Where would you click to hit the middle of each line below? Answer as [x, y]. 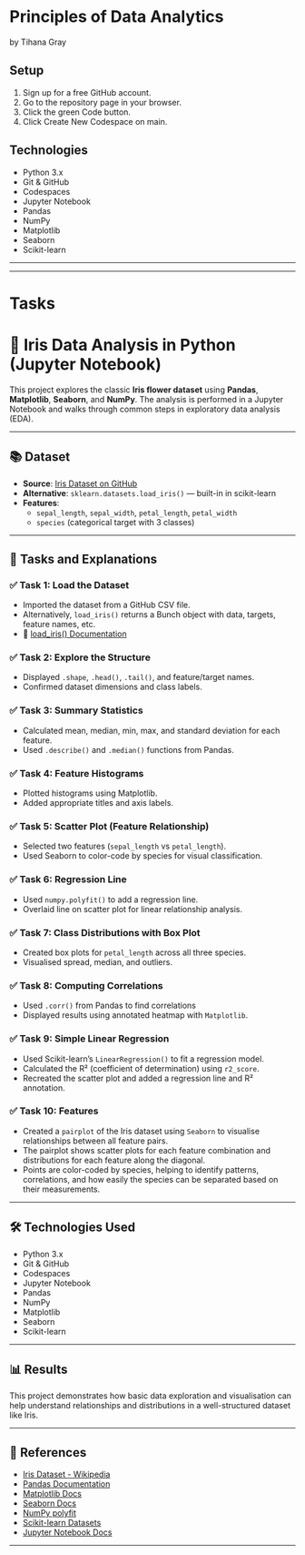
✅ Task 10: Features [54, 1111]
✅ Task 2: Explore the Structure [80, 657]
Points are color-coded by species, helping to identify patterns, [141, 1169]
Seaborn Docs [49, 1503]
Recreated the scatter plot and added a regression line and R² [138, 1078]
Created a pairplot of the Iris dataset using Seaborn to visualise [141, 1131]
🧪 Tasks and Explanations [83, 559]
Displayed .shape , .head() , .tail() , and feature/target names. [138, 677]
